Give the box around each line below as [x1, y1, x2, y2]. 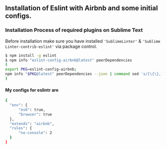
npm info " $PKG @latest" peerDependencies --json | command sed [5, 72, 139, 77]
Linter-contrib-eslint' [5, 44, 55, 49]
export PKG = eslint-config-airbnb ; [5, 67, 77, 72]
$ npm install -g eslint [5, 53, 57, 58]
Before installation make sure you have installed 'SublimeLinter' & [5, 38, 142, 44]
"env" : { [9, 103, 28, 108]
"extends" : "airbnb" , [9, 121, 55, 126]
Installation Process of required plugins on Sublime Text [5, 27, 143, 34]
